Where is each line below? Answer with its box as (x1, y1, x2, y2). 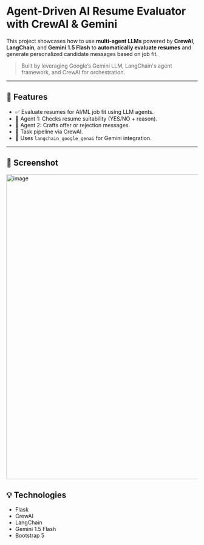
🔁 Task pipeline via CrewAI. (15, 128, 83, 135)
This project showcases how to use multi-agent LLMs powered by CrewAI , (6, 37, 195, 44)
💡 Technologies (6, 490, 67, 500)
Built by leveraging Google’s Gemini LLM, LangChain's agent (21, 62, 172, 69)
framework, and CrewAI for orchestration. (21, 68, 126, 76)
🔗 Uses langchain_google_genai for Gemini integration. (15, 134, 152, 141)
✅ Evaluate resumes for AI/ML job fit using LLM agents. (15, 108, 154, 115)
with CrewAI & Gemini (6, 17, 118, 31)
